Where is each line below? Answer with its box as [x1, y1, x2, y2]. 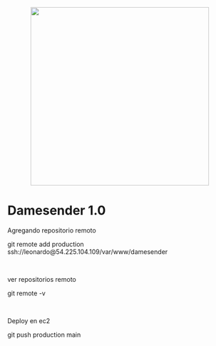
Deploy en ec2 [7, 316, 51, 325]
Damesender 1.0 [7, 203, 106, 219]
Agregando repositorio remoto [7, 225, 96, 235]
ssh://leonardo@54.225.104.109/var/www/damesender [7, 247, 168, 256]
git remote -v [7, 289, 46, 297]
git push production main [7, 330, 81, 339]
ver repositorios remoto [7, 275, 76, 283]
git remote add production [7, 240, 84, 248]
